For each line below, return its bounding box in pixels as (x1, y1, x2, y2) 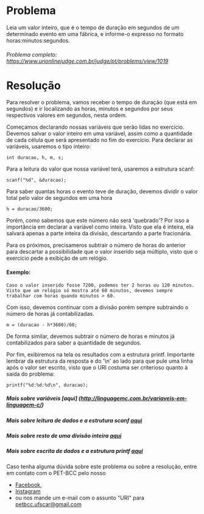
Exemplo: (6, 269, 31, 276)
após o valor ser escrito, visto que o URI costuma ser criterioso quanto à (6, 363, 188, 371)
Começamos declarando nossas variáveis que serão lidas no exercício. (6, 123, 185, 131)
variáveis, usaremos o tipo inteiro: (6, 143, 91, 150)
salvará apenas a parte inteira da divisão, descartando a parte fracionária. (6, 230, 192, 237)
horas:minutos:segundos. (6, 37, 70, 44)
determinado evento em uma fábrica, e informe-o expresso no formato (6, 30, 184, 37)
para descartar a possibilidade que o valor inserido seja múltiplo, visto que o (6, 248, 198, 255)
